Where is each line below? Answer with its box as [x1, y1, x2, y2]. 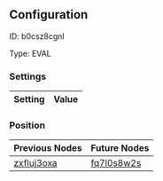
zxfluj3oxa [13, 157, 58, 169]
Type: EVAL [9, 48, 51, 59]
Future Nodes [90, 142, 150, 154]
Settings [9, 70, 47, 83]
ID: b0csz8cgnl [9, 30, 65, 42]
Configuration [9, 7, 89, 22]
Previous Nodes [13, 142, 82, 154]
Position [9, 119, 46, 131]
